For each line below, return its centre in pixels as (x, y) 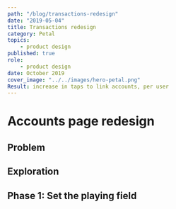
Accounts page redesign (81, 122)
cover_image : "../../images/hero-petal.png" (74, 80)
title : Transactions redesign (52, 27)
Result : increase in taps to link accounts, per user (88, 86)
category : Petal (31, 34)
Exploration (33, 172)
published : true (31, 54)
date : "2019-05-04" (36, 21)
